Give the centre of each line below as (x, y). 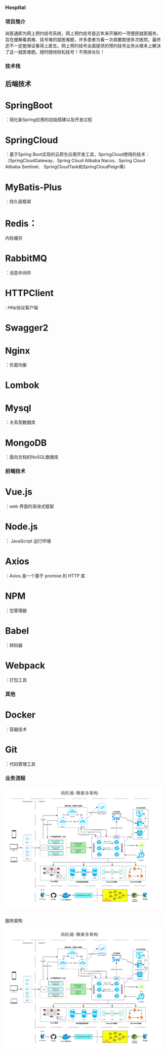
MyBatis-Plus (34, 187)
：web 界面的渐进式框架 (30, 506)
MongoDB (26, 443)
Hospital (16, 7)
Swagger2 (27, 328)
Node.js (21, 527)
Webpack (25, 666)
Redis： (21, 224)
